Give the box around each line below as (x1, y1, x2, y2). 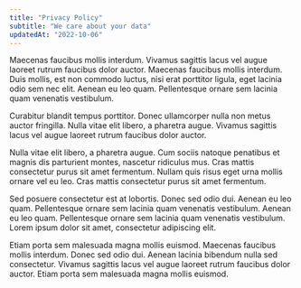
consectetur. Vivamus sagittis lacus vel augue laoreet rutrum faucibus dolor (9, 259, 291, 270)
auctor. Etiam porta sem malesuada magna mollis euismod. (9, 268, 229, 280)
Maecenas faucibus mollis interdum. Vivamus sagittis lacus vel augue (9, 55, 268, 66)
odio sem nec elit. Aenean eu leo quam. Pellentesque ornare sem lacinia (9, 83, 278, 95)
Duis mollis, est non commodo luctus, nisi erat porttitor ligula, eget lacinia (9, 74, 283, 85)
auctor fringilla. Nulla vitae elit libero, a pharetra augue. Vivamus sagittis (9, 120, 277, 131)
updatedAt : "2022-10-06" (9, 30, 103, 39)
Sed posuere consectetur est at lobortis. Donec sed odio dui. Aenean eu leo (9, 193, 292, 204)
